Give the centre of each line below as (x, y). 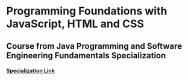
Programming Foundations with (87, 11)
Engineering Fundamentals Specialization (86, 55)
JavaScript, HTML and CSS (75, 24)
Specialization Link (31, 71)
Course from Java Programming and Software (94, 46)
